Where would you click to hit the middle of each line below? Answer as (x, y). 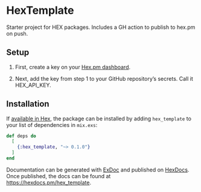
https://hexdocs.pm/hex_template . (49, 182)
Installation (28, 104)
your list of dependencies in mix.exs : (52, 125)
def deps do (21, 136)
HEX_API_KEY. (33, 85)
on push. (17, 33)
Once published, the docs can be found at (59, 176)
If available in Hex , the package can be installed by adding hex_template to (99, 119)
